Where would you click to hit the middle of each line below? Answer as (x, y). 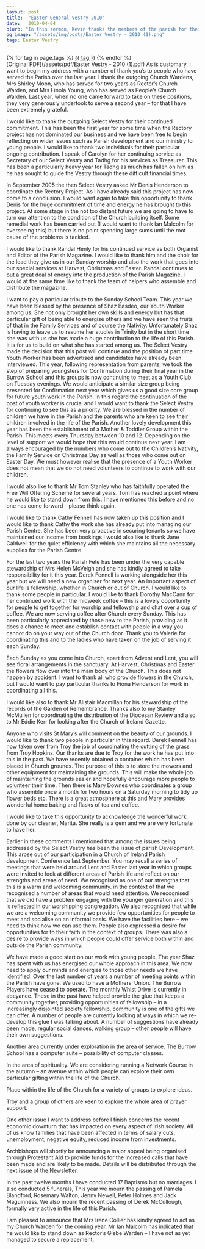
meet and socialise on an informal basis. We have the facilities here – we (97, 919)
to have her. (21, 830)
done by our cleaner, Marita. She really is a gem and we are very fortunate (100, 823)
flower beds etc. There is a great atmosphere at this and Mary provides (96, 798)
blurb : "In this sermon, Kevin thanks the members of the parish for (97, 29)
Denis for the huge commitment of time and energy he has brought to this (99, 204)
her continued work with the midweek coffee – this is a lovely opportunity (99, 601)
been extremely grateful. (37, 110)
